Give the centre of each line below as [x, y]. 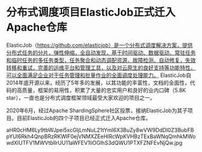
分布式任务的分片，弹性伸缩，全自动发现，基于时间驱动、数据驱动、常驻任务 [101, 52]
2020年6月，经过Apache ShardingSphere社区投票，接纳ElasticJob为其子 [97, 110]
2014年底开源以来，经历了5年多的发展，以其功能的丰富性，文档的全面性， [98, 82]
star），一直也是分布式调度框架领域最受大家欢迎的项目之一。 [81, 97]
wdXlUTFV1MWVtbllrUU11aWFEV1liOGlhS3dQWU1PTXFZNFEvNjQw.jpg [94, 142]
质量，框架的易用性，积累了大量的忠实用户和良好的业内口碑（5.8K [104, 90]
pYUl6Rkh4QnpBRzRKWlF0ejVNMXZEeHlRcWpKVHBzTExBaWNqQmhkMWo [101, 136]
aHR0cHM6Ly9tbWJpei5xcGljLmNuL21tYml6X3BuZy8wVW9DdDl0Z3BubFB [100, 130]
